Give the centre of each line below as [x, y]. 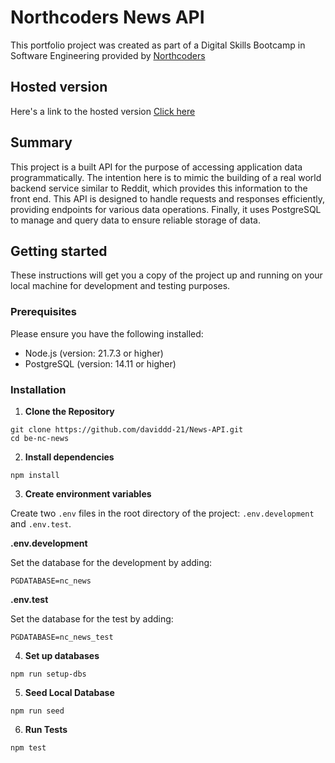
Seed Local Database [69, 692]
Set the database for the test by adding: [92, 618]
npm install [35, 475]
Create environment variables [88, 493]
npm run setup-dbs [48, 674]
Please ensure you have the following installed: [107, 333]
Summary [41, 142]
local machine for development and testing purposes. [120, 286]
